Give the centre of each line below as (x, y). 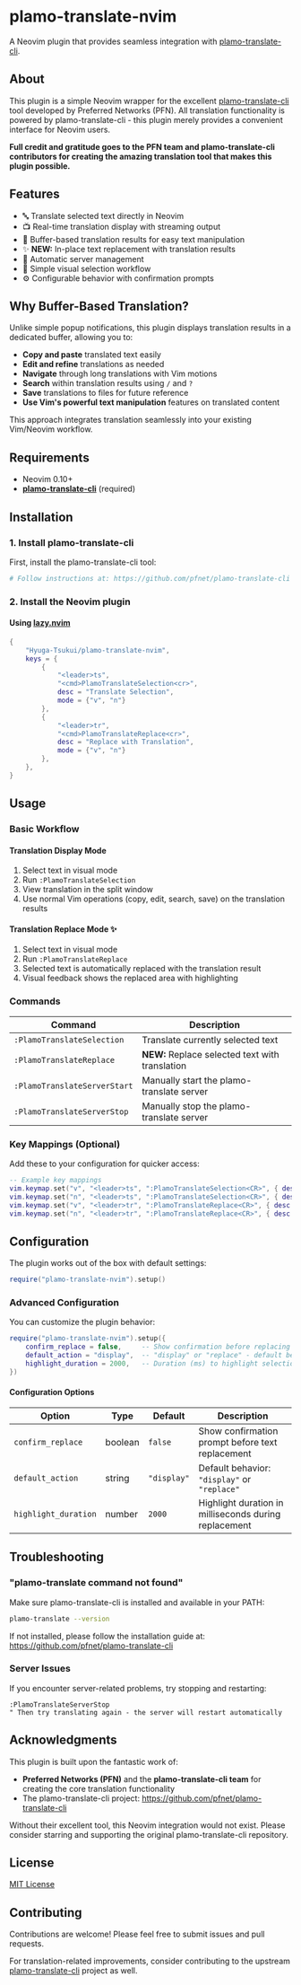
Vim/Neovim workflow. (51, 429)
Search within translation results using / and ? (107, 383)
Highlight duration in (241, 1503)
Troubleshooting (57, 1557)
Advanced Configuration (64, 1303)
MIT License (32, 1884)
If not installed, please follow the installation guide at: (107, 1636)
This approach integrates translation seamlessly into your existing (131, 420)
